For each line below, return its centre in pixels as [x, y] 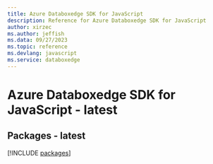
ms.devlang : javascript [42, 54]
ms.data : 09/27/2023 [38, 40]
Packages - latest [47, 136]
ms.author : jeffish [36, 34]
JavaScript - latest [62, 110]
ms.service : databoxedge [44, 60]
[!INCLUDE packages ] [39, 153]
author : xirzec [30, 27]
